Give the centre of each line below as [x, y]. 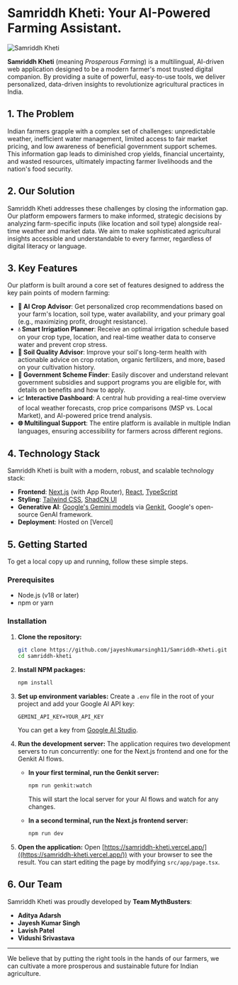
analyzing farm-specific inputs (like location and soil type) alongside [107, 223]
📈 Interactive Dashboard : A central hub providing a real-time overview [122, 398]
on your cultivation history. [56, 368]
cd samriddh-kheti [45, 656]
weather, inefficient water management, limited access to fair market [107, 138]
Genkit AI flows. [41, 759]
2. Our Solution [41, 191]
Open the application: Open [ [61, 847]
